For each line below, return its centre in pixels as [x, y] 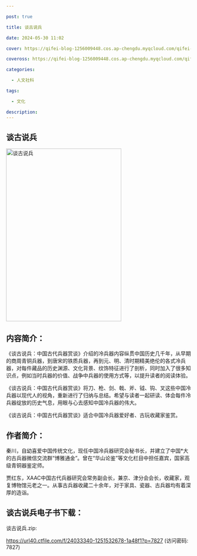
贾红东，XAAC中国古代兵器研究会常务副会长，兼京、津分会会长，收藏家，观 [98, 478]
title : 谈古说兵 [24, 27]
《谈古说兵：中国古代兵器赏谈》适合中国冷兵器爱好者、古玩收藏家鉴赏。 [93, 415]
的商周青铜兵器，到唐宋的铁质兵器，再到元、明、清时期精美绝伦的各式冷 [93, 361]
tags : [13, 91]
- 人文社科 [23, 80]
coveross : [18, 59]
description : [22, 112]
